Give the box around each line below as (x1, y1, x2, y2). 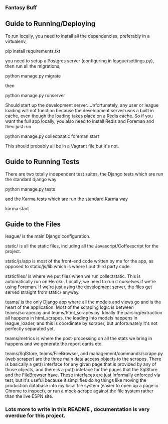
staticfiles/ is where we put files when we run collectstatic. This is (5, 273, 141, 279)
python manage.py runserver (5, 92, 65, 98)
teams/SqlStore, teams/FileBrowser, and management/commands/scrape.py (5, 351, 163, 357)
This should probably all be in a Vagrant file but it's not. (5, 143, 119, 149)
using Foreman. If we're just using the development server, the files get (5, 284, 152, 290)
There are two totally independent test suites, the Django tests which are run (5, 171, 163, 177)
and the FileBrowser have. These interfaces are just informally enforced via (5, 372, 160, 378)
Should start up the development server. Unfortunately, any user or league (5, 102, 159, 108)
